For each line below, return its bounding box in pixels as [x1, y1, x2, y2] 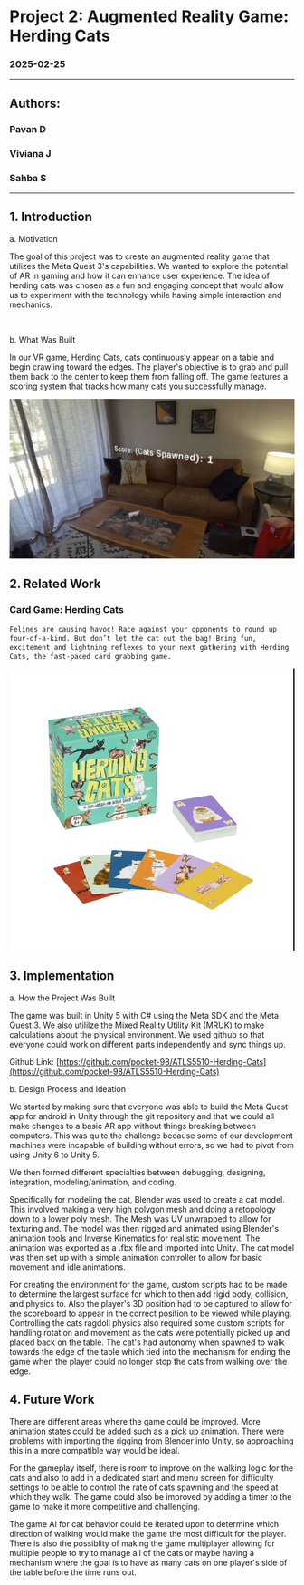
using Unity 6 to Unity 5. [9, 1149, 100, 1160]
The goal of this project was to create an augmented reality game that [9, 251, 270, 262]
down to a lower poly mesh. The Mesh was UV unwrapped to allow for [9, 1213, 271, 1224]
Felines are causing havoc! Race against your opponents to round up [9, 625, 278, 634]
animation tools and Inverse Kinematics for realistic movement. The [9, 1232, 261, 1243]
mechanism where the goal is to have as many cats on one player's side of [9, 1557, 288, 1568]
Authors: [9, 95, 61, 111]
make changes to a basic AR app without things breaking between [9, 1120, 256, 1131]
